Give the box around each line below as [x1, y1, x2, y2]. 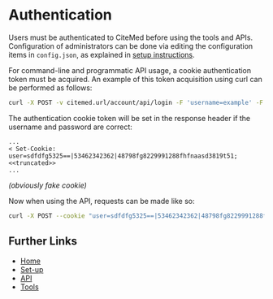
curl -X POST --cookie [8, 211, 85, 220]
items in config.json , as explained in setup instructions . [8, 50, 195, 59]
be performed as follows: [8, 83, 93, 93]
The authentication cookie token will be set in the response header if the [8, 113, 251, 123]
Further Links [8, 234, 78, 249]
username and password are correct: [8, 122, 132, 132]
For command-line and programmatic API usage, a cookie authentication [8, 65, 252, 75]
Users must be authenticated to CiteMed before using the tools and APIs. [8, 32, 253, 42]
